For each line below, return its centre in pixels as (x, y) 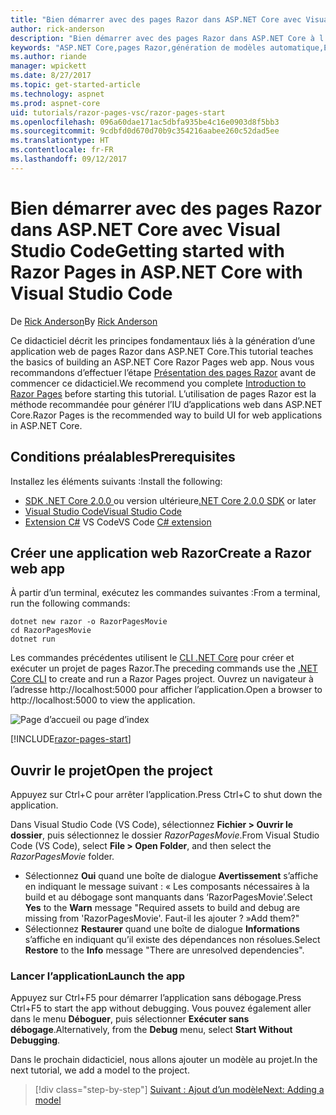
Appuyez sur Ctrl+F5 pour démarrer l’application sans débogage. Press (156, 998)
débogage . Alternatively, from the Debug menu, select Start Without (151, 1030)
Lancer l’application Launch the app (98, 976)
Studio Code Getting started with (147, 250)
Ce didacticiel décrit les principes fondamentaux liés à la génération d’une (163, 340)
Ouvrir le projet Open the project (111, 770)
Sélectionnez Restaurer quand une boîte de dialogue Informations (162, 929)
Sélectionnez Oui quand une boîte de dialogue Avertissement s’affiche (171, 876)
